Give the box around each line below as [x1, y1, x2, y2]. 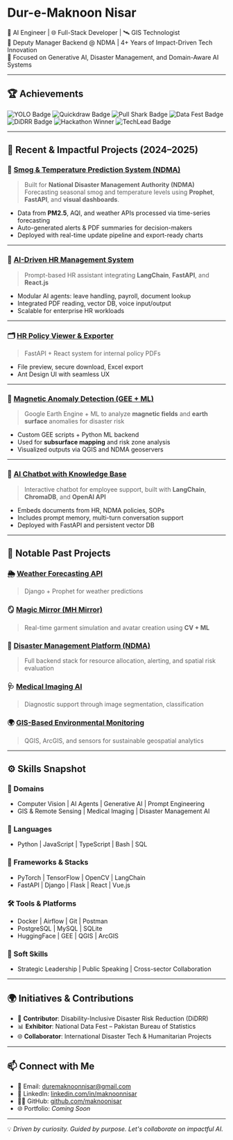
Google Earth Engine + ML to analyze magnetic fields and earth [24, 410, 208, 418]
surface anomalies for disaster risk [24, 417, 125, 426]
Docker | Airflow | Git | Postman [17, 917, 108, 926]
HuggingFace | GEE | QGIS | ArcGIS [17, 932, 119, 940]
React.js [24, 278, 49, 287]
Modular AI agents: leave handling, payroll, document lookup [17, 291, 191, 300]
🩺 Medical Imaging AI [7, 682, 83, 691]
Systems [7, 61, 33, 69]
